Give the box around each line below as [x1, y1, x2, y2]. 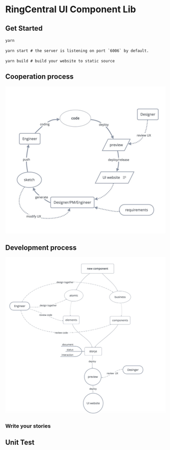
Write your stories [5, 422, 51, 430]
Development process [5, 243, 77, 252]
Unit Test [5, 438, 35, 447]
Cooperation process [5, 73, 74, 81]
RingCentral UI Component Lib [5, 4, 136, 15]
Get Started [5, 24, 43, 33]
